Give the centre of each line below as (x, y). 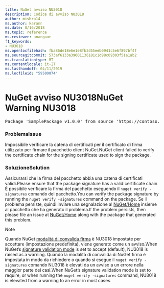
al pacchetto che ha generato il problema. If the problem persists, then (75, 210)
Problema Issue (23, 134)
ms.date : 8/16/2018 (25, 28)
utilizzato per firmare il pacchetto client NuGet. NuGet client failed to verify (80, 150)
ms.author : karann (24, 23)
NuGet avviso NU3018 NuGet (64, 98)
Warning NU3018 (41, 108)
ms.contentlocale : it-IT (30, 64)
